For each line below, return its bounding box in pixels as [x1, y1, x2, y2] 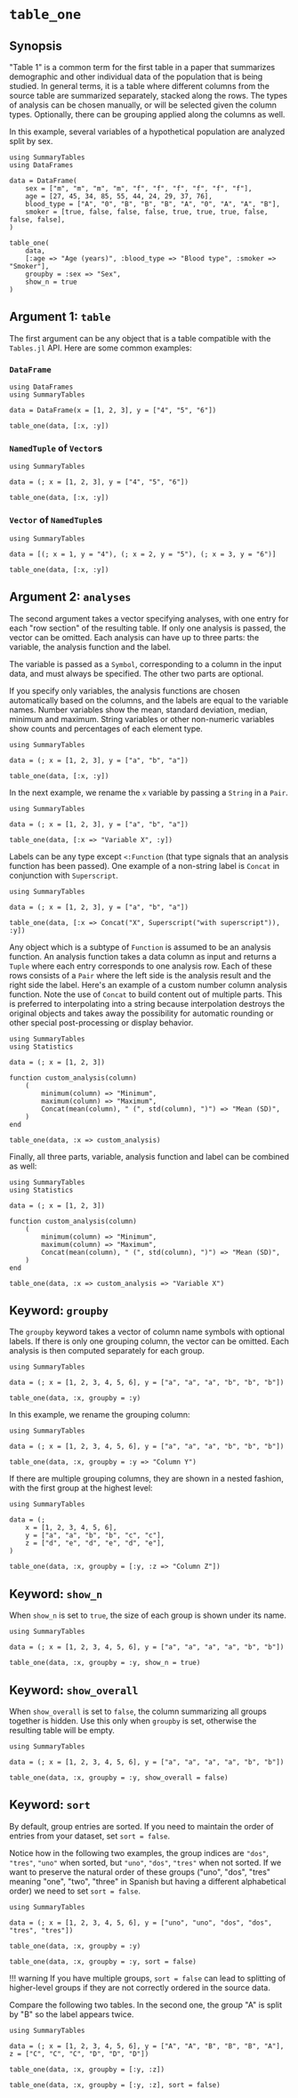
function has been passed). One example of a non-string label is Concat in [9, 860, 280, 871]
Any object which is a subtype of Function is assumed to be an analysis [9, 941, 271, 953]
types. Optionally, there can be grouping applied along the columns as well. [9, 109, 286, 119]
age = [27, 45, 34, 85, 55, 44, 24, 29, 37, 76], [25, 192, 213, 201]
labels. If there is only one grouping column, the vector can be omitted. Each [9, 1336, 289, 1346]
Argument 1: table [9, 309, 111, 325]
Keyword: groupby [9, 1303, 109, 1318]
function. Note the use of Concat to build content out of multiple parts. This [9, 989, 283, 1000]
